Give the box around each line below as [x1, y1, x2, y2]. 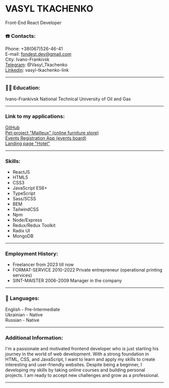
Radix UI [12, 228, 30, 234]
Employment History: [5, 250, 58, 257]
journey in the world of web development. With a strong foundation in [5, 351, 149, 357]
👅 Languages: [5, 295, 40, 302]
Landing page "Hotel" [5, 140, 50, 146]
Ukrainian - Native [5, 312, 43, 318]
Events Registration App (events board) [5, 135, 87, 141]
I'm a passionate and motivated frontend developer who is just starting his [5, 346, 159, 352]
